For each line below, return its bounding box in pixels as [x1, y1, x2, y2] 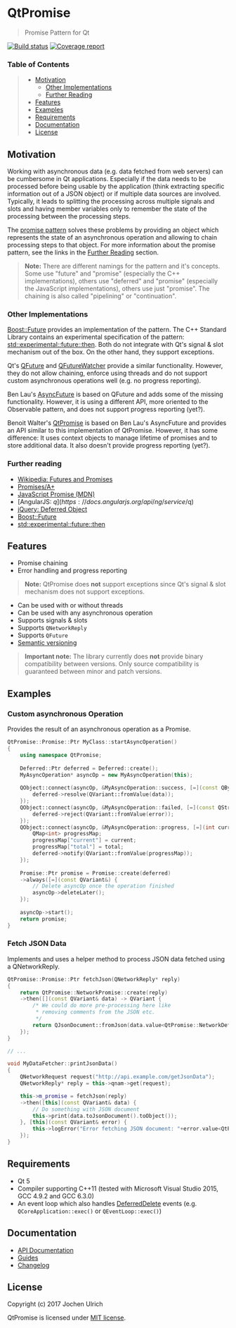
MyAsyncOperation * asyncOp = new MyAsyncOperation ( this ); [20, 771, 193, 778]
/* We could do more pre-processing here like [32, 1002, 171, 1009]
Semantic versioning [17, 639, 77, 647]
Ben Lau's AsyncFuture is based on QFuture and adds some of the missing [7, 390, 223, 399]
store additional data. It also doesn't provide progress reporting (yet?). [7, 441, 211, 450]
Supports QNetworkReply [17, 624, 87, 632]
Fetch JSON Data [7, 939, 67, 949]
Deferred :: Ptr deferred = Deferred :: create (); [20, 765, 159, 772]
